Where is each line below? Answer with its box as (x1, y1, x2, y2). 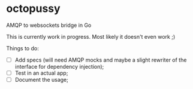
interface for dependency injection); (14, 63, 104, 70)
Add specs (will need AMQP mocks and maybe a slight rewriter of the (14, 56, 187, 63)
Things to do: (6, 44, 39, 52)
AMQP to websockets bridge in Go (6, 22, 92, 29)
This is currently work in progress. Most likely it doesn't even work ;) (6, 33, 176, 40)
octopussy (6, 2, 61, 16)
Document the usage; (14, 76, 69, 84)
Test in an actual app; (14, 69, 68, 76)
